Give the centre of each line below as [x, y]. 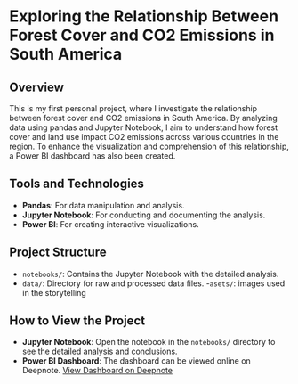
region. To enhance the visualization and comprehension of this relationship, [149, 146]
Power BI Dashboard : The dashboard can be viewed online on [136, 361]
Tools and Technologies [77, 184]
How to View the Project [77, 321]
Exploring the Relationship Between [144, 16]
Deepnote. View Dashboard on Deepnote [97, 371]
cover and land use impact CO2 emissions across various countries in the [144, 137]
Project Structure [58, 253]
